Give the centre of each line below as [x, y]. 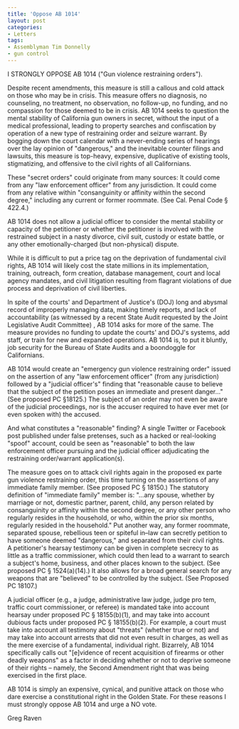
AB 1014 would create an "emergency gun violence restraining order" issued [119, 368]
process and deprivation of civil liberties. [67, 288]
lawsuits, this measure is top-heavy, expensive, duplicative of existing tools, [118, 156]
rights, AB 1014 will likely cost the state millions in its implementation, [108, 265]
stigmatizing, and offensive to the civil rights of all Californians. [100, 163]
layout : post [27, 21]
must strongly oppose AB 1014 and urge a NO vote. [82, 704]
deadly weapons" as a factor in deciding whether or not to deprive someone [119, 660]
